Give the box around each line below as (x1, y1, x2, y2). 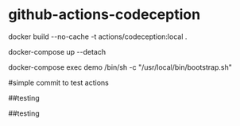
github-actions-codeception (8, 6, 201, 24)
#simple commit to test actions (8, 78, 109, 87)
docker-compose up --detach (8, 47, 106, 56)
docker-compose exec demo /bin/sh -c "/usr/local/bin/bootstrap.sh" (8, 62, 232, 72)
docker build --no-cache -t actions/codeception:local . (8, 32, 188, 41)
